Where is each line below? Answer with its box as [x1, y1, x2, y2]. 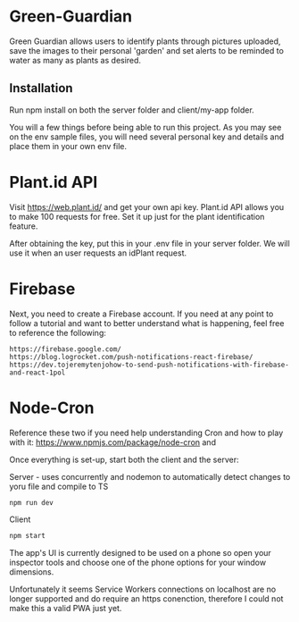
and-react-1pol [9, 368, 66, 377]
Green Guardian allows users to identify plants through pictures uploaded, [9, 36, 281, 46]
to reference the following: [9, 327, 107, 338]
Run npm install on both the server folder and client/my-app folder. [9, 105, 254, 115]
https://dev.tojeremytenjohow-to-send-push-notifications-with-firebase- [9, 360, 290, 369]
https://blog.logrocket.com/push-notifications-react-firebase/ [9, 352, 253, 361]
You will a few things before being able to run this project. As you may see [9, 122, 282, 132]
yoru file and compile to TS [9, 481, 109, 492]
